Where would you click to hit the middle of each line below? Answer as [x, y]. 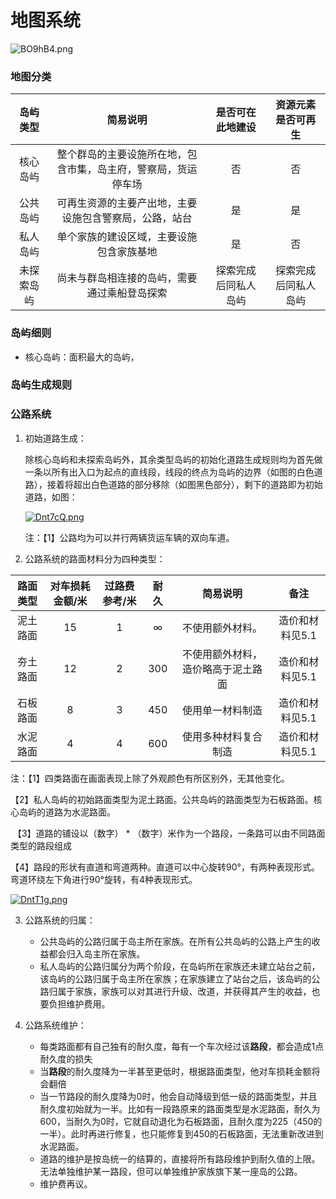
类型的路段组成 [41, 845]
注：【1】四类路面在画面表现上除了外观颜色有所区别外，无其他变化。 [150, 778]
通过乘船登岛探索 [127, 293]
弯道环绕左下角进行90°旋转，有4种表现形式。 [104, 879]
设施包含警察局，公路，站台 [127, 218]
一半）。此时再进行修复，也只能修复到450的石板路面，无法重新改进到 [181, 1133]
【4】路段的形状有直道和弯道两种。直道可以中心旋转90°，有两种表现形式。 [165, 867]
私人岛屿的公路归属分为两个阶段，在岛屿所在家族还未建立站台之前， [180, 966]
